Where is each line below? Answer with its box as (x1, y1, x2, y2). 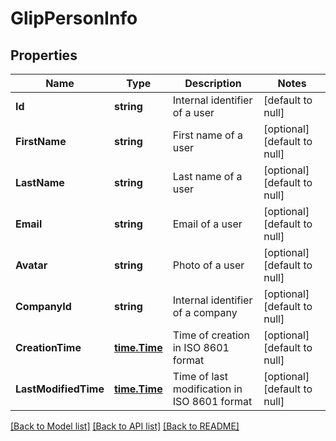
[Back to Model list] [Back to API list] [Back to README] (10, 420, 240, 432)
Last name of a (172, 170, 243, 183)
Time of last (172, 370, 228, 383)
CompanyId (15, 300, 72, 313)
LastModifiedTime (15, 382, 105, 396)
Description (184, 77, 242, 90)
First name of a (172, 128, 243, 142)
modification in (172, 382, 243, 396)
